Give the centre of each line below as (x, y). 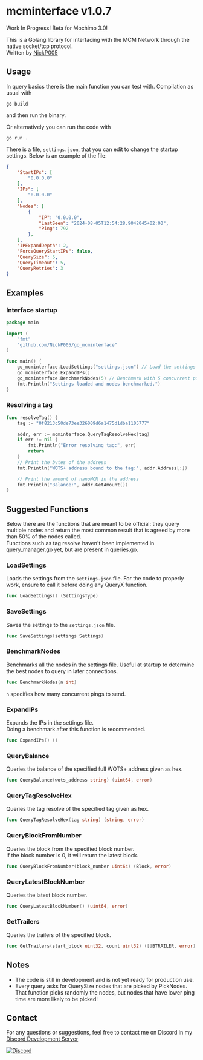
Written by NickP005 (32, 52)
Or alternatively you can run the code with (59, 127)
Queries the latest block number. (47, 895)
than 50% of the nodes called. (44, 537)
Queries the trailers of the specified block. (59, 934)
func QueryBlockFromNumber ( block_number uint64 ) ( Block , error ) (89, 866)
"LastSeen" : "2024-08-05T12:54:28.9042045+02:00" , (104, 223)
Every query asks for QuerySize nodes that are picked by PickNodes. (101, 986)
